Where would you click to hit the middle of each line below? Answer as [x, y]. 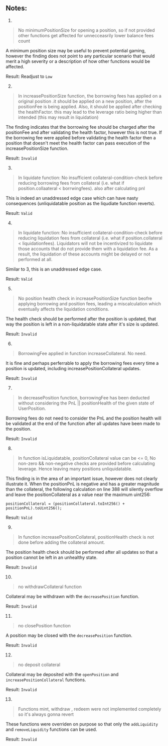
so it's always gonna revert [46, 714]
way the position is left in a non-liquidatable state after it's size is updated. [82, 324]
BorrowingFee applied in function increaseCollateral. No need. [82, 353]
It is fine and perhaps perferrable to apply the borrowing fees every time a [82, 363]
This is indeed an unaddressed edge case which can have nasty [72, 198]
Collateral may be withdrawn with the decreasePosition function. [72, 596]
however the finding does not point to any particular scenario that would [80, 56]
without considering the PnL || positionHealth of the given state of [86, 403]
